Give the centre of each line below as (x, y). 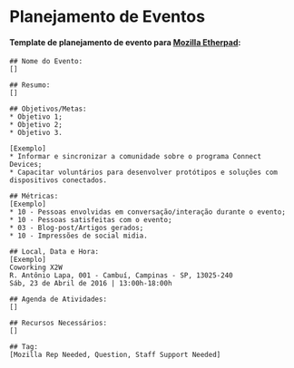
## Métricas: (34, 197)
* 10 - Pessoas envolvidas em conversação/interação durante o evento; (147, 212)
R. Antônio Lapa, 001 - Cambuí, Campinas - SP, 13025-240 (121, 276)
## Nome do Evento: (46, 62)
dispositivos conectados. (58, 180)
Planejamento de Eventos (108, 17)
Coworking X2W (36, 268)
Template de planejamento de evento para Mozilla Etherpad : (125, 42)
